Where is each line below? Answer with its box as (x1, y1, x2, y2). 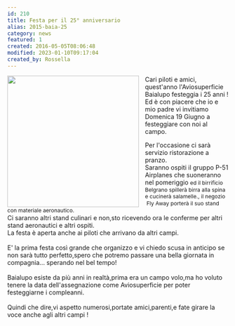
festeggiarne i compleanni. (7, 288, 85, 297)
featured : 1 (7, 36, 42, 43)
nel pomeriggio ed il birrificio (145, 178, 223, 186)
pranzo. (145, 156, 167, 164)
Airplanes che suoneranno (145, 170, 222, 179)
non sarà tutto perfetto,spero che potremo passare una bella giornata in (7, 250, 215, 259)
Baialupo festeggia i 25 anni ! (145, 90, 229, 98)
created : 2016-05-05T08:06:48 (7, 43, 96, 50)
